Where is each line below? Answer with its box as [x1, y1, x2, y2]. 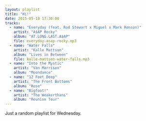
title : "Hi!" [5, 12, 31, 16]
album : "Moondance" [14, 70, 53, 75]
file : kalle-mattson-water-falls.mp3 [14, 57, 90, 61]
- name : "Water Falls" [9, 43, 55, 48]
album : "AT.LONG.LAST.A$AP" [14, 34, 70, 39]
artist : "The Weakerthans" [14, 92, 68, 97]
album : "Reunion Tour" [14, 97, 59, 102]
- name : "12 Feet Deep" [9, 75, 57, 79]
